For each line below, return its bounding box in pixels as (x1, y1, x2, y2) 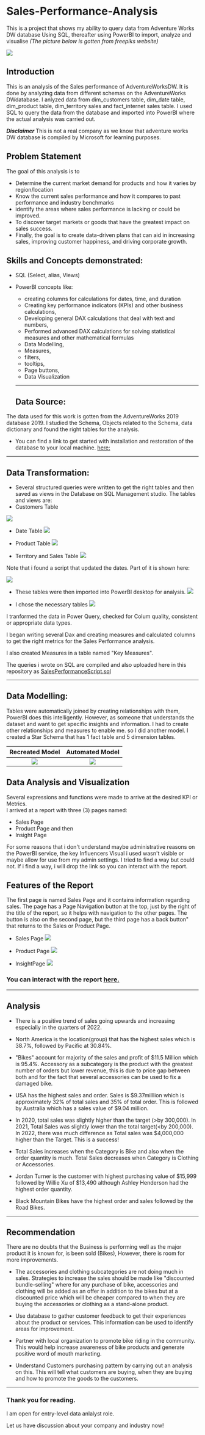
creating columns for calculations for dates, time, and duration (24, 295, 181, 303)
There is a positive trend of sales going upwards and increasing (15, 1017, 175, 1024)
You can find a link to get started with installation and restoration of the (15, 438, 194, 445)
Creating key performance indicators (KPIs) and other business (24, 302, 184, 309)
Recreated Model (9, 747, 60, 756)
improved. (15, 212, 41, 219)
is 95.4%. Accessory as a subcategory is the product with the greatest (15, 1060, 193, 1067)
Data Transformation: (6, 467, 90, 478)
